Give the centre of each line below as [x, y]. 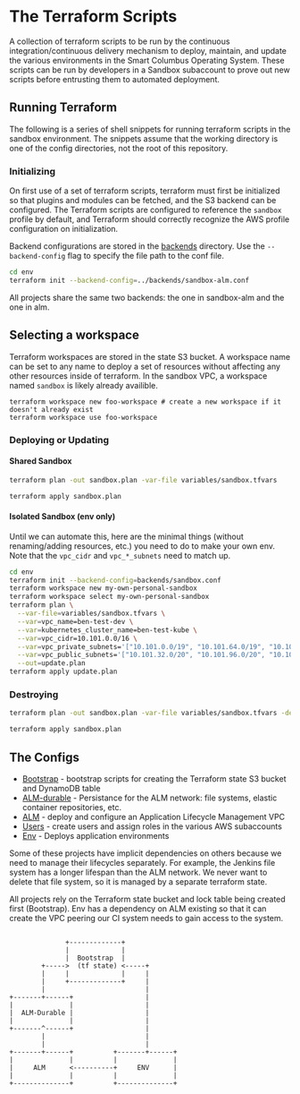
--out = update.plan [52, 663]
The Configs [45, 757]
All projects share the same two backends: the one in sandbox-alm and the [147, 297]
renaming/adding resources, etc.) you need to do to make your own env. [142, 546]
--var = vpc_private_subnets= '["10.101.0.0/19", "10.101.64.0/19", [142, 646]
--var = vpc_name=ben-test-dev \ [75, 621]
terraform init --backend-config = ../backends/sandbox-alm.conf [129, 280]
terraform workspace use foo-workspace [83, 417]
